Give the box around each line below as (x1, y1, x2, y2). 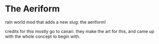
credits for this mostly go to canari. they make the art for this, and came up (5, 28, 155, 34)
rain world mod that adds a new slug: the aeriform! (5, 19, 106, 25)
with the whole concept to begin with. (5, 33, 80, 39)
